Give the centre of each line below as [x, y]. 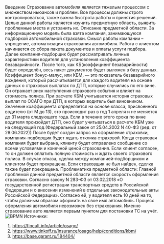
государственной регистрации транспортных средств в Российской [77, 185]
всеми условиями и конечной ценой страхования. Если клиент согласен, [82, 148]
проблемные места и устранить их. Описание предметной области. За [80, 28]
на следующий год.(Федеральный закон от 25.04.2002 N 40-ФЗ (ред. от [81, 127]
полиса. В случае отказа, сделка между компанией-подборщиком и [77, 159]
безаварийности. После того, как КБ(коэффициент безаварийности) [76, 64]
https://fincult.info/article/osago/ [45, 226]
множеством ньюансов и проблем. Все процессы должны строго [74, 12]
